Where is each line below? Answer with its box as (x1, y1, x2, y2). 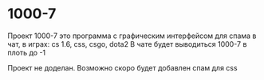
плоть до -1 (7, 48, 46, 57)
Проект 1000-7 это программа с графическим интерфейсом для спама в (7, 31, 257, 40)
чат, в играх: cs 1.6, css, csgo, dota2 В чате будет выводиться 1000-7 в (7, 39, 247, 48)
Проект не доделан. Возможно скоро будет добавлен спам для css (7, 63, 238, 72)
